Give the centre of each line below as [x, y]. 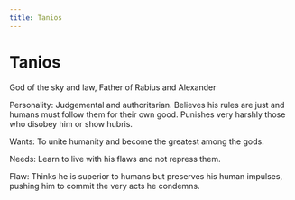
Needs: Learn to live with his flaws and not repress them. [115, 159]
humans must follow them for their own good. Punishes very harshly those [147, 114]
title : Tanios [36, 18]
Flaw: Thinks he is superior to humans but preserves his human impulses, [146, 176]
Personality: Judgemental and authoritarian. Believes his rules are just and [147, 105]
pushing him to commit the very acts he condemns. [105, 186]
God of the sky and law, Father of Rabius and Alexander [113, 87]
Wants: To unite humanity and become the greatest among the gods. [137, 141]
